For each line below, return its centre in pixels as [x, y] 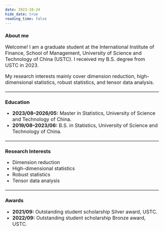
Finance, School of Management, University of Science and [73, 53]
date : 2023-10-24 [23, 10]
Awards [14, 201]
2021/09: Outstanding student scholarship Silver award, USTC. [85, 211]
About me [17, 36]
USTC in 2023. [22, 65]
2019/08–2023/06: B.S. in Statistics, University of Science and [85, 125]
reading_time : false [26, 19]
